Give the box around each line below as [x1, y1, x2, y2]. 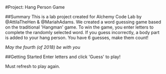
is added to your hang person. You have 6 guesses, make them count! [5, 35, 149, 40]
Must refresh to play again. [5, 64, 61, 69]
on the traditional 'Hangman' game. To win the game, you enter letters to [5, 24, 154, 30]
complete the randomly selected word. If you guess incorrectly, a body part [5, 30, 160, 35]
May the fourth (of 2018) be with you [5, 44, 81, 50]
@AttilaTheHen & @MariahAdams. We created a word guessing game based [5, 19, 162, 25]
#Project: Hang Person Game [5, 4, 65, 10]
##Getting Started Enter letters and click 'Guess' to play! [5, 54, 121, 60]
